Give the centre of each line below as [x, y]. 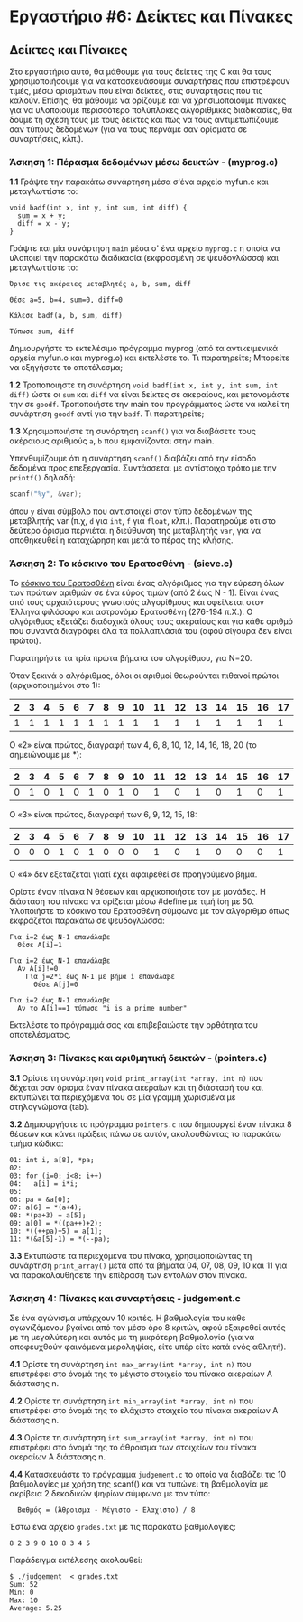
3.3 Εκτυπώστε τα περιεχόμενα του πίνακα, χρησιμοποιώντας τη [131, 1255]
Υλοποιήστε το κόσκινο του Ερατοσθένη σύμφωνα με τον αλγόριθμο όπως [150, 911]
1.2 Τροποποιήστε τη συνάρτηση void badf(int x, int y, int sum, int [144, 385]
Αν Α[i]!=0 [38, 969]
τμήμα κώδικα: [37, 1143]
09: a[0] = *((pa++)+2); [56, 1223]
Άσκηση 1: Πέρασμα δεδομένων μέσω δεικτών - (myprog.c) [144, 162]
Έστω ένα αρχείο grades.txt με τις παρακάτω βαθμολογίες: [123, 1527]
